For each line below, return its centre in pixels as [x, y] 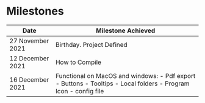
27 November [29, 41]
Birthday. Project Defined [92, 44]
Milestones [35, 11]
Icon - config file [80, 91]
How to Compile [78, 62]
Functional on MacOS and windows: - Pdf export [125, 76]
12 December [29, 58]
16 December [29, 79]
